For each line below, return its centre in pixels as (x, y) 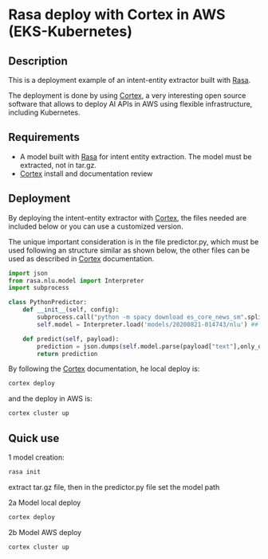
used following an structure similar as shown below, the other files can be (129, 250)
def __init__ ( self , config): (71, 310)
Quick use (34, 438)
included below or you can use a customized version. (96, 226)
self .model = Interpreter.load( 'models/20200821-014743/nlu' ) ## (148, 324)
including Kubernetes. (44, 112)
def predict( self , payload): (71, 339)
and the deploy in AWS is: (51, 399)
